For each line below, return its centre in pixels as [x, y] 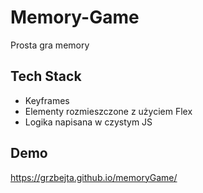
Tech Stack [46, 76]
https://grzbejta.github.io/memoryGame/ [94, 177]
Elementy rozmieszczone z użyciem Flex [108, 111]
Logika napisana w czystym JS [88, 122]
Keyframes [47, 100]
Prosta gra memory [50, 45]
